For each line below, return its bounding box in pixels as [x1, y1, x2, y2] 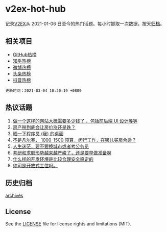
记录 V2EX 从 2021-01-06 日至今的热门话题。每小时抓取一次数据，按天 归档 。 [5, 20, 165, 27]
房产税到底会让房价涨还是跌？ [12, 124, 76, 130]
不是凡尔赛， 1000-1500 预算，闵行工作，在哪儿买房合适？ [12, 137, 136, 143]
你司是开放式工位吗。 [12, 162, 58, 168]
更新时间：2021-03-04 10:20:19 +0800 [5, 88, 82, 93]
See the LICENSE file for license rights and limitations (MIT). [5, 221, 132, 227]
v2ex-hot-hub [5, 3, 66, 15]
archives [5, 192, 23, 199]
